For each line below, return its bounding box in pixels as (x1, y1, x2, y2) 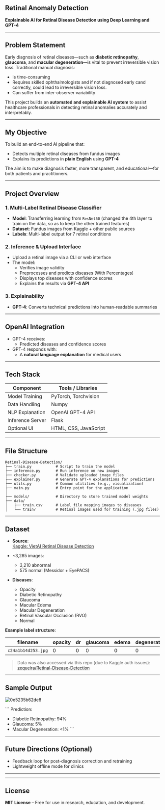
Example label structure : (5, 627, 56, 633)
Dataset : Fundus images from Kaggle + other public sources (12, 226, 135, 232)
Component (13, 385, 41, 392)
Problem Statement (5, 41, 66, 50)
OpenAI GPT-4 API (51, 409, 95, 416)
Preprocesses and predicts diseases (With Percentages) (19, 270, 134, 276)
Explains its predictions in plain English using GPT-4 (12, 156, 119, 162)
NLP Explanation (7, 409, 46, 416)
